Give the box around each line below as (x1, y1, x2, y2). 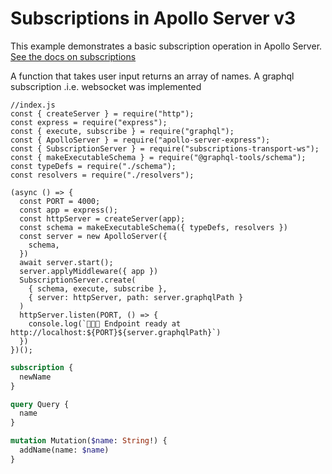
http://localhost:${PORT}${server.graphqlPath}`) (10, 327, 222, 337)
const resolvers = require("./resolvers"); (10, 170, 195, 180)
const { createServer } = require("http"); (10, 108, 195, 119)
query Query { (10, 399, 70, 409)
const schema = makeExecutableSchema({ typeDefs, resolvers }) (19, 222, 288, 232)
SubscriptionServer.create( (19, 275, 137, 285)
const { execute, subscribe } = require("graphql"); (10, 126, 235, 136)
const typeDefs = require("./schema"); (10, 161, 177, 171)
